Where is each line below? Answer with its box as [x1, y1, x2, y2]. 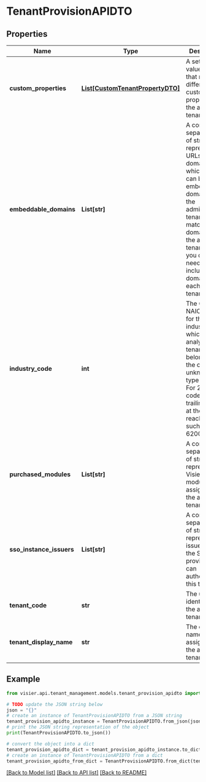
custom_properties [9, 84, 66, 93]
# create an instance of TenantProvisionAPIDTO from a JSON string [6, 713, 183, 719]
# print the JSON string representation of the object [6, 724, 150, 731]
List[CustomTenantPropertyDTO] [81, 84, 180, 93]
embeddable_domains [9, 205, 75, 213]
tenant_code [9, 601, 47, 609]
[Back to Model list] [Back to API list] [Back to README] [6, 769, 147, 776]
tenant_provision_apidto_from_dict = [6, 758, 103, 764]
